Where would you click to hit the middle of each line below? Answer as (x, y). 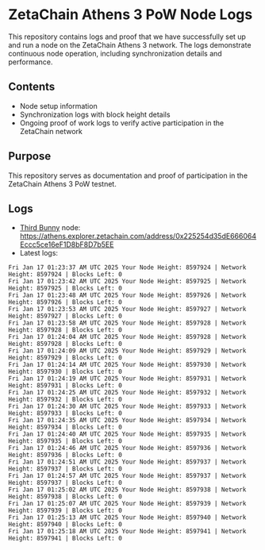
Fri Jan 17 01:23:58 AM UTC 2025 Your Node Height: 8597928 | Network (127, 323)
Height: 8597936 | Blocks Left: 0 (65, 455)
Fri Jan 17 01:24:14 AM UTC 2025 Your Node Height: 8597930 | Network (127, 365)
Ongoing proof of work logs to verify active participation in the (122, 123)
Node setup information (58, 106)
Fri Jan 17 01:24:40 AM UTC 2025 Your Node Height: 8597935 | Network (127, 434)
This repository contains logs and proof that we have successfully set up (127, 37)
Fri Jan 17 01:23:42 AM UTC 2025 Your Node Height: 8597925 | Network (127, 282)
